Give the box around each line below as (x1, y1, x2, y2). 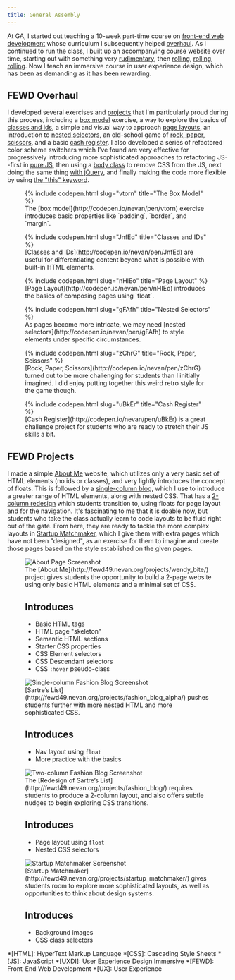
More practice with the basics (34, 755, 122, 763)
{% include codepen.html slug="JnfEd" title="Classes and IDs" (25, 233, 207, 241)
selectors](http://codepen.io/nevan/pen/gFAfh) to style (25, 328, 184, 337)
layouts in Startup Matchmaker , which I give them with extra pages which (7, 529, 220, 538)
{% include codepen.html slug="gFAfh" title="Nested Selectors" (25, 306, 211, 314)
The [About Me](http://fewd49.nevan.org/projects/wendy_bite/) (25, 565, 209, 574)
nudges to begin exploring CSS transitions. (25, 798, 149, 807)
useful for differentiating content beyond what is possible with (25, 255, 205, 264)
